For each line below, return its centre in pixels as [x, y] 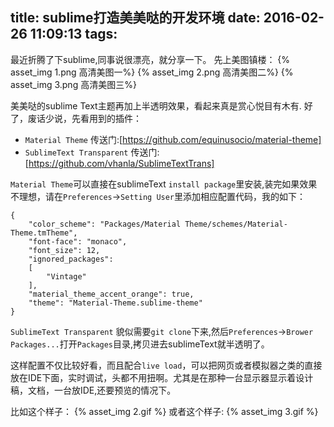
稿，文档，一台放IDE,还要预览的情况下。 [93, 390]
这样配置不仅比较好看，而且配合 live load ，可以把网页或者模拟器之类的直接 [166, 365]
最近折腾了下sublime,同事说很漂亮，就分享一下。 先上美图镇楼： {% [150, 59]
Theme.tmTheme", [44, 233]
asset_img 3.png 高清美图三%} [73, 84]
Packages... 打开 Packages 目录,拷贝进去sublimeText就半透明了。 [140, 344]
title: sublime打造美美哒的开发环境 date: [135, 18]
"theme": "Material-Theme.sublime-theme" [115, 303]
